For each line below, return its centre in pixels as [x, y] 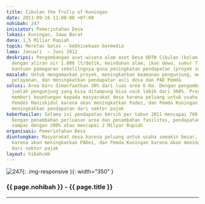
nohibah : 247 [23, 23]
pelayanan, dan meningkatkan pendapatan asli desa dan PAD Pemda [97, 80]
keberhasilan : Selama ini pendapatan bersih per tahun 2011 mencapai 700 [102, 114]
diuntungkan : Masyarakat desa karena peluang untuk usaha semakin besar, [102, 137]
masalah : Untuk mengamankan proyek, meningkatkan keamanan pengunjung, [99, 75]
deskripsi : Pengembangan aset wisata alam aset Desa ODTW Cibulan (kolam [102, 57]
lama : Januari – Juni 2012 [42, 52]
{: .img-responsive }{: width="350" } [68, 171]
